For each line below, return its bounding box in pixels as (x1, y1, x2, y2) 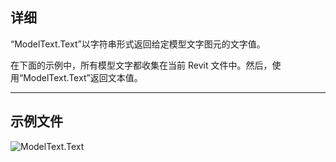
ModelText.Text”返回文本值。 (23, 71, 143, 83)
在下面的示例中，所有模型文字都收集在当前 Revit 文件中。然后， (10, 59, 273, 71)
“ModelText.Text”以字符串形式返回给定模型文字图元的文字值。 (10, 38, 266, 50)
